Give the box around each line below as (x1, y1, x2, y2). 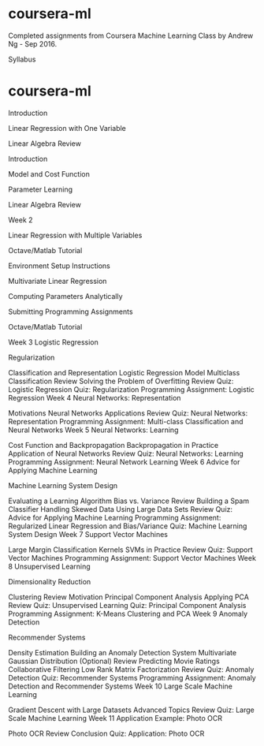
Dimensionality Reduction (8, 576, 91, 586)
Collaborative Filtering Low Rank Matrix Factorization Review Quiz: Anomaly (8, 664, 255, 674)
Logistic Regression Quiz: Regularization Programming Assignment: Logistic (8, 384, 255, 394)
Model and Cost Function (8, 169, 91, 178)
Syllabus (8, 54, 36, 64)
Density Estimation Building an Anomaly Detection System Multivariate (8, 647, 237, 657)
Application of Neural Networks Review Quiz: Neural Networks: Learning (8, 449, 244, 458)
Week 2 (8, 214, 33, 225)
